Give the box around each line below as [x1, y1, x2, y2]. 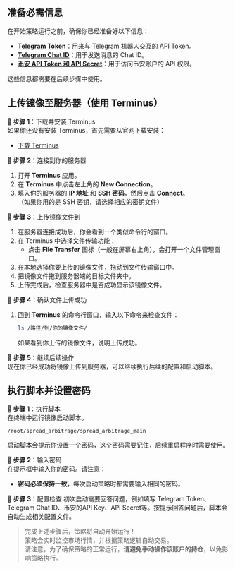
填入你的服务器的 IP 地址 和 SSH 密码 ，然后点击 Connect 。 [17, 188, 189, 197]
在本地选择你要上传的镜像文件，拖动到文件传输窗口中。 [17, 263, 178, 271]
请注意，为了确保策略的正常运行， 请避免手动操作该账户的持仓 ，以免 [24, 545, 222, 553]
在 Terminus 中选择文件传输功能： [17, 236, 116, 245]
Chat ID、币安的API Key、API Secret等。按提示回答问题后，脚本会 [36, 503, 228, 512]
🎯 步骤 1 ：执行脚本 [7, 405, 61, 413]
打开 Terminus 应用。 [17, 171, 81, 179]
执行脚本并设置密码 [7, 384, 91, 397]
